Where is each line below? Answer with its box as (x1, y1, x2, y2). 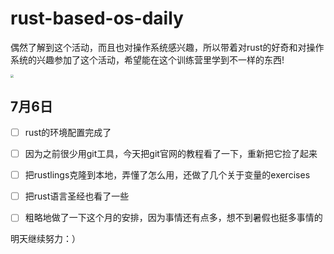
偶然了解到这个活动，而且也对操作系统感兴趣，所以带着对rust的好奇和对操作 (10, 41, 325, 53)
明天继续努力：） (10, 233, 81, 245)
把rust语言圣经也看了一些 (24, 190, 130, 202)
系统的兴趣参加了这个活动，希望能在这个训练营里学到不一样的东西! (10, 53, 285, 66)
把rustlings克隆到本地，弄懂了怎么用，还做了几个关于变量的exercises (24, 169, 311, 181)
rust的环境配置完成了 (24, 127, 112, 139)
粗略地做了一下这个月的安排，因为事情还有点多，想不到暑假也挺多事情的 (24, 212, 323, 224)
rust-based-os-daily (10, 7, 184, 30)
